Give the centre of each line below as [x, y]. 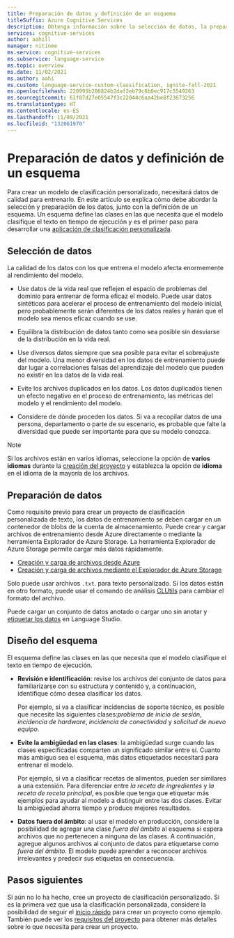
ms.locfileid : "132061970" [46, 124]
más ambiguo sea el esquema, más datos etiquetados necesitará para [118, 757]
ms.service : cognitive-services [54, 53]
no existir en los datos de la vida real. [71, 375]
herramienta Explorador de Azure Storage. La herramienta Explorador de [111, 542]
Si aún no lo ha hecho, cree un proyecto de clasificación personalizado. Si [114, 897]
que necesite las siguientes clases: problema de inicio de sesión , [109, 714]
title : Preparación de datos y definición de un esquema [92, 14]
